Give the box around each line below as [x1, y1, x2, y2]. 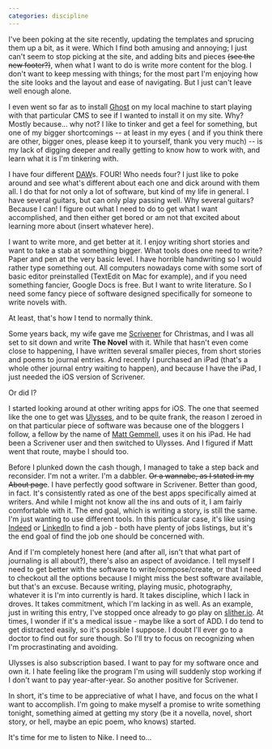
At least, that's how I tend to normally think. [8, 313, 154, 323]
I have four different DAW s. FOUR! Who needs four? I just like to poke [8, 169, 239, 179]
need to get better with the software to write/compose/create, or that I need [8, 564, 261, 574]
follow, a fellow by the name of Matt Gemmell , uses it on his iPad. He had [8, 429, 251, 439]
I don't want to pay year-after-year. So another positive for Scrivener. [8, 675, 239, 685]
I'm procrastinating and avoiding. [8, 642, 119, 652]
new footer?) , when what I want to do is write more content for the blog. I [8, 60, 253, 70]
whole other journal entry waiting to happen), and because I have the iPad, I [8, 363, 261, 373]
